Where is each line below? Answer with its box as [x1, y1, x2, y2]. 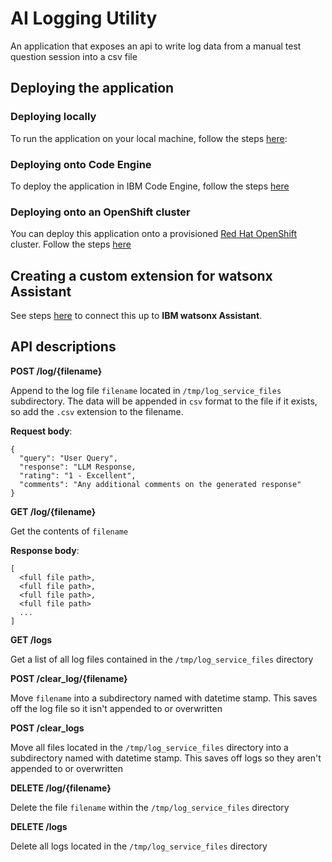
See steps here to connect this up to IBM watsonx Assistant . [10, 310, 263, 322]
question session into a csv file [10, 50, 138, 62]
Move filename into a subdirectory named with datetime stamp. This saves [10, 692, 318, 704]
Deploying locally [10, 110, 97, 124]
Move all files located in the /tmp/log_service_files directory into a [10, 741, 289, 753]
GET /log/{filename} [10, 505, 97, 517]
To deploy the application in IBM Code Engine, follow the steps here [10, 180, 290, 192]
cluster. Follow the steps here [10, 238, 132, 251]
